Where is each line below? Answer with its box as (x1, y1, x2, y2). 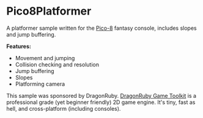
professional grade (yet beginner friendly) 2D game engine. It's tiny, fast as (6, 99, 196, 106)
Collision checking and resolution (15, 61, 100, 68)
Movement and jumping (15, 54, 75, 61)
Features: (6, 43, 32, 50)
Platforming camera (15, 80, 65, 88)
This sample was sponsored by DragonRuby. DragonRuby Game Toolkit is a (6, 92, 197, 99)
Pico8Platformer (6, 4, 92, 18)
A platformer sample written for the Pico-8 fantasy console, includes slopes (6, 24, 197, 32)
